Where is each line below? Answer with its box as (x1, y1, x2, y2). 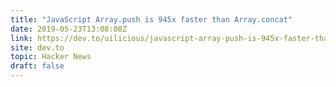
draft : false (10, 61, 65, 71)
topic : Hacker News (10, 52, 92, 62)
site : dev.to (10, 42, 65, 53)
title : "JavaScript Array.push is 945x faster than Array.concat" (10, 14, 293, 25)
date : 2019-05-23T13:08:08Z (10, 24, 128, 34)
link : (10, 33, 33, 43)
